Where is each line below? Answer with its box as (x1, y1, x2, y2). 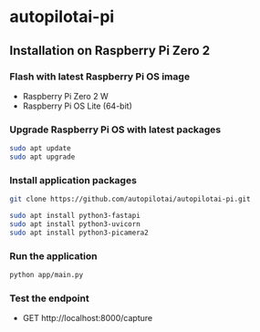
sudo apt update (9, 144, 71, 153)
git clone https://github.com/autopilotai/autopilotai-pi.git (9, 194, 251, 204)
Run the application (9, 249, 98, 262)
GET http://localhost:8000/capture (22, 313, 153, 324)
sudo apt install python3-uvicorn (9, 219, 141, 229)
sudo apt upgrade (9, 152, 76, 161)
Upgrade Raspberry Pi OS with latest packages (9, 123, 222, 136)
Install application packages (9, 173, 137, 186)
